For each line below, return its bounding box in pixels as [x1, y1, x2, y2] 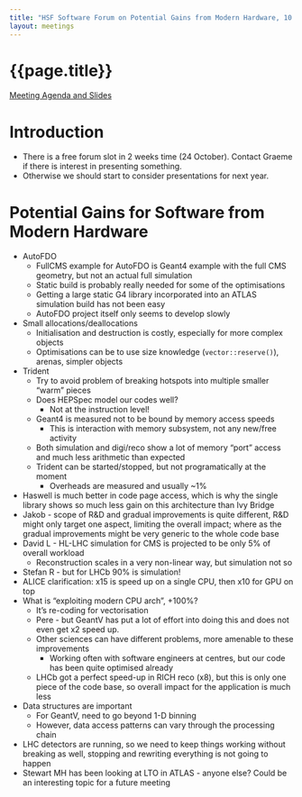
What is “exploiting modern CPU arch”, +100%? [22, 595, 198, 606]
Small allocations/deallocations [22, 318, 138, 329]
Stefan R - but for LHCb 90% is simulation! [22, 566, 181, 577]
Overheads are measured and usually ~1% [49, 481, 207, 492]
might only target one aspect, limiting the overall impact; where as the [22, 519, 282, 530]
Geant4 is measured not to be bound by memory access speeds [35, 413, 275, 424]
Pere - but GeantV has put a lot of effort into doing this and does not [35, 614, 290, 626]
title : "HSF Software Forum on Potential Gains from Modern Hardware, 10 [9, 13, 293, 23]
